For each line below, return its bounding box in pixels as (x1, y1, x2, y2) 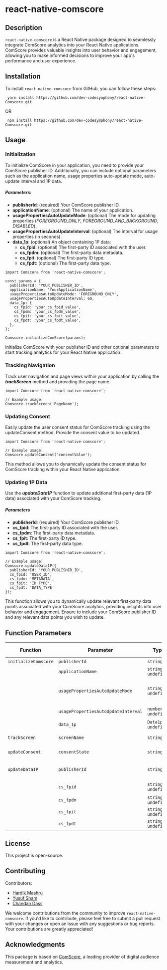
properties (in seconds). (12, 234, 62, 240)
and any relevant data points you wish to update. (5, 614, 105, 620)
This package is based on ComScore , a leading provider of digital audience (5, 954, 160, 960)
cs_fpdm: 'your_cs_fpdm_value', (14, 309, 81, 314)
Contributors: (5, 880, 32, 886)
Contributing (5, 867, 46, 875)
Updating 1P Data (5, 479, 48, 485)
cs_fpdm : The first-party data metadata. (12, 530, 95, 536)
